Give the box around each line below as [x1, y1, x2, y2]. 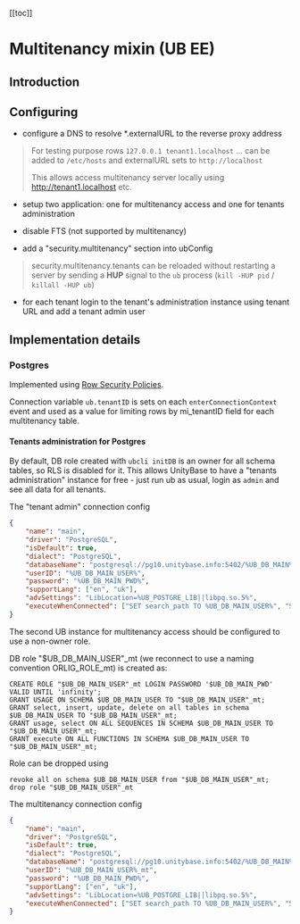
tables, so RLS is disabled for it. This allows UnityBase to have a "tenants [9, 465, 277, 476]
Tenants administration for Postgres [9, 436, 146, 446]
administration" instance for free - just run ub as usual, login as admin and [9, 475, 279, 486]
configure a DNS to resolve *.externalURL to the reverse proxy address [21, 129, 283, 139]
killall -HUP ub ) [30, 279, 96, 290]
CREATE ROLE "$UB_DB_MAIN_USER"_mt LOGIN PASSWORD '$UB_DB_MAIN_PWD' [9, 679, 274, 688]
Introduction [9, 74, 80, 89]
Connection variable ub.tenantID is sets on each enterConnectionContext [9, 396, 278, 407]
